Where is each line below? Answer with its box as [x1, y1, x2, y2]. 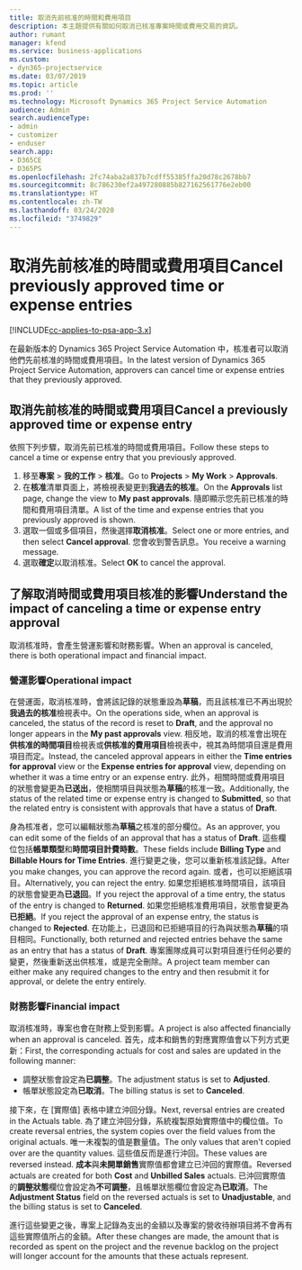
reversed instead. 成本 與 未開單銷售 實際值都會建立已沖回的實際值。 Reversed [9, 1158, 292, 1169]
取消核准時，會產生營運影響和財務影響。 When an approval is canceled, [9, 640, 273, 651]
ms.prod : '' [9, 88, 54, 97]
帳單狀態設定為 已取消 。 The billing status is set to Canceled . [22, 1084, 245, 1095]
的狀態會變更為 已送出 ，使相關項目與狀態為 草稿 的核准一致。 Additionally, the [9, 783, 289, 794]
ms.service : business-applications [9, 47, 143, 56]
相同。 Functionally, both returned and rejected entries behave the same [16, 934, 283, 945]
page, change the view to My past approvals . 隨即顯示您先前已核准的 [22, 493, 281, 504]
